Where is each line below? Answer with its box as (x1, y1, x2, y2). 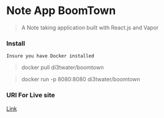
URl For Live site (6, 91, 55, 100)
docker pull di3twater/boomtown (21, 64, 104, 71)
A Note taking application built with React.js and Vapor (21, 24, 159, 31)
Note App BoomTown (6, 4, 116, 18)
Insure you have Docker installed (6, 53, 95, 59)
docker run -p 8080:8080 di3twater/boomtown (21, 76, 141, 83)
